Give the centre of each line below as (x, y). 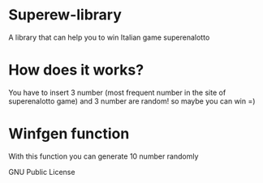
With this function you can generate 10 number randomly (103, 156)
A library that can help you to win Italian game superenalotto (109, 37)
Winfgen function (69, 134)
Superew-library (65, 15)
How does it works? (76, 70)
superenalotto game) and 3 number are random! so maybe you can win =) (132, 101)
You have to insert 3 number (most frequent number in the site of (117, 92)
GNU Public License (42, 172)
